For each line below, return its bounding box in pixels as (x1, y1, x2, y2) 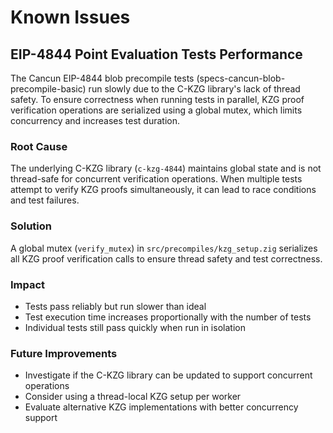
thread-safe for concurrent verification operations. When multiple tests (10, 173, 303, 185)
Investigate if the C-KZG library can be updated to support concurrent (24, 369, 313, 381)
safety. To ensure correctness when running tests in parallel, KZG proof (10, 94, 305, 105)
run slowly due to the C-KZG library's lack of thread (88, 83, 301, 95)
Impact (10, 277, 46, 291)
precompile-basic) (10, 83, 87, 95)
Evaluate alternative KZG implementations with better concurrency (24, 401, 299, 413)
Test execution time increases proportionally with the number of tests (24, 311, 312, 323)
